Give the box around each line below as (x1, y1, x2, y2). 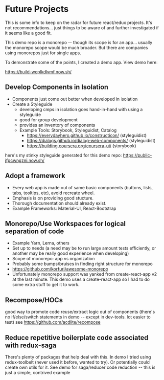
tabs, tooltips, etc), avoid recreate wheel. (12, 190, 95, 196)
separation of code (5, 227, 64, 235)
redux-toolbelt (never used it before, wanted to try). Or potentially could (5, 359, 150, 365)
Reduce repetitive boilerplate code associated (5, 334, 148, 342)
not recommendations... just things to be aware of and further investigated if (5, 24, 159, 30)
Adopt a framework (5, 172, 66, 180)
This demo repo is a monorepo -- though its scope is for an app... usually (5, 39, 153, 45)
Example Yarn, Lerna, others (12, 240, 70, 246)
